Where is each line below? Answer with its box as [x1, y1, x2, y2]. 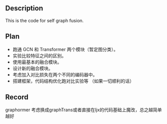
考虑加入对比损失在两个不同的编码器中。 [12, 71, 97, 77]
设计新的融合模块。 [12, 65, 53, 71]
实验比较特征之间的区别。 [12, 53, 66, 59]
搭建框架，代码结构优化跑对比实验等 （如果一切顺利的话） [12, 78, 135, 84]
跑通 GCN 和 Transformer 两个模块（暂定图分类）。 [12, 46, 118, 52]
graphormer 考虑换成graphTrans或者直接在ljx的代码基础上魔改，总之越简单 [5, 107, 162, 113]
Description [5, 4, 43, 13]
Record [5, 93, 29, 102]
